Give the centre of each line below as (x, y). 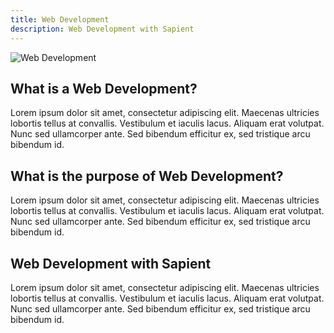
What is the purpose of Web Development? (147, 176)
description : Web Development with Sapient (102, 29)
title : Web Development (60, 19)
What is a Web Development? (104, 88)
